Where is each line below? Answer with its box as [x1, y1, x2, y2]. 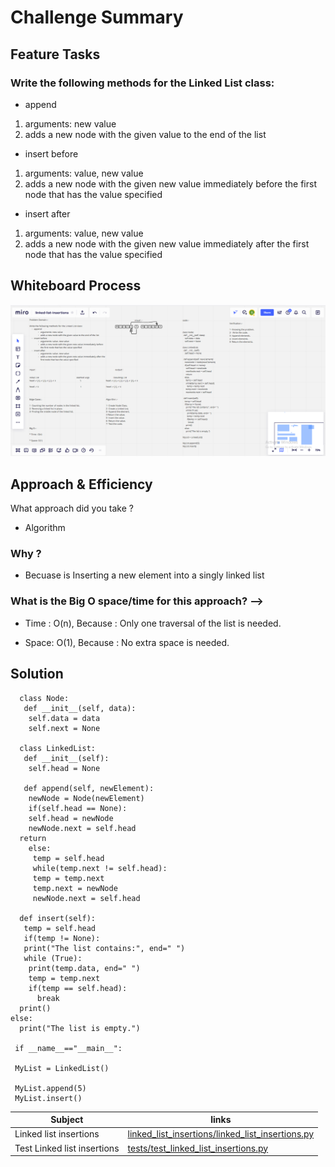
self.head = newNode [28, 813, 114, 823]
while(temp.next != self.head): [32, 863, 168, 873]
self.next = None [28, 723, 101, 733]
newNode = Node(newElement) [28, 793, 145, 803]
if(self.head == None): [28, 803, 128, 813]
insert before [24, 147, 79, 160]
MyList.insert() [14, 1093, 83, 1103]
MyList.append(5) [14, 1083, 87, 1093]
